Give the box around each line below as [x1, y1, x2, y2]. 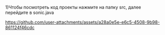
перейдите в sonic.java [5, 9, 54, 15]
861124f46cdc [5, 24, 35, 30]
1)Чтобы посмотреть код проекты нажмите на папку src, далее [5, 4, 141, 10]
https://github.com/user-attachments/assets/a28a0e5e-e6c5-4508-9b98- [5, 19, 160, 25]
